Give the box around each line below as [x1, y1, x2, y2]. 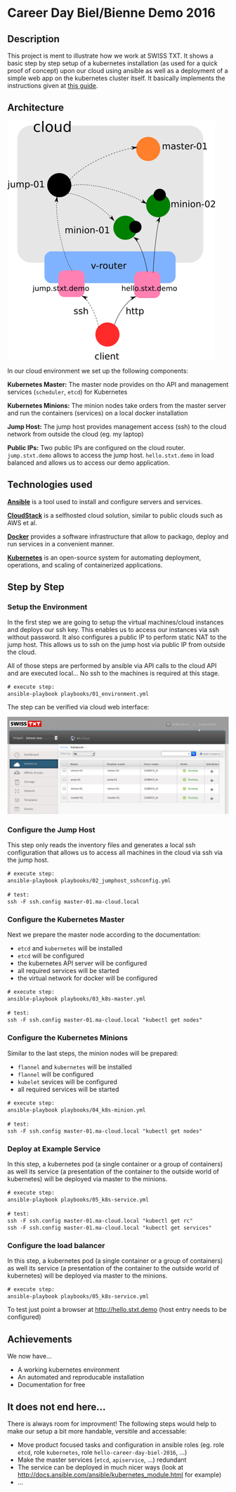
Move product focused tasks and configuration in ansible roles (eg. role [17, 1440, 225, 1449]
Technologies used [7, 479, 93, 491]
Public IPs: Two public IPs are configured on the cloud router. [7, 443, 185, 451]
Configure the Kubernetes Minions [7, 1033, 129, 1043]
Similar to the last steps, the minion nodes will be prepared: [7, 1049, 179, 1057]
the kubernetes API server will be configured [17, 959, 147, 967]
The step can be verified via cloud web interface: [7, 703, 150, 712]
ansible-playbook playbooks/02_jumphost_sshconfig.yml [7, 877, 171, 885]
